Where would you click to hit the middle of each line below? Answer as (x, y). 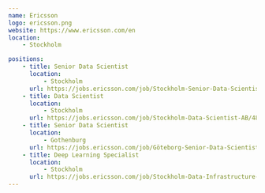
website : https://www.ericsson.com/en (72, 30)
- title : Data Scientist (63, 96)
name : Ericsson (33, 15)
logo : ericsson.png (40, 23)
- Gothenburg (65, 140)
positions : (26, 59)
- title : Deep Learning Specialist (81, 155)
